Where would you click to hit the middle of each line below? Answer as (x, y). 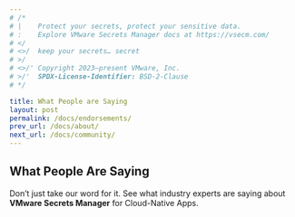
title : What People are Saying (69, 101)
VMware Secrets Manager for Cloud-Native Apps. (104, 203)
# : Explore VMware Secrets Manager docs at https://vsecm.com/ (140, 34)
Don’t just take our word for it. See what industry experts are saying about (147, 193)
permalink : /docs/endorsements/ (70, 118)
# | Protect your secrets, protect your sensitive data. (126, 26)
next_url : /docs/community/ (63, 135)
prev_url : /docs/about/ (54, 127)
